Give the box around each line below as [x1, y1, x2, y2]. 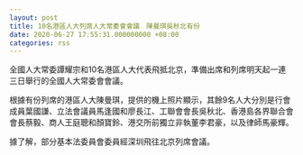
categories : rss [9, 38, 70, 48]
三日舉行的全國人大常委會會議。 [9, 76, 128, 87]
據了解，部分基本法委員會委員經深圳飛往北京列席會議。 [9, 136, 215, 147]
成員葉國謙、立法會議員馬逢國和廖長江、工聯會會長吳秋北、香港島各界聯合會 [9, 105, 294, 117]
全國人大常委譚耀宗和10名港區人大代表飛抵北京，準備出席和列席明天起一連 [9, 64, 287, 75]
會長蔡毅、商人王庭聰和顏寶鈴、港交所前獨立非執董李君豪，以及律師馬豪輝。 [9, 117, 294, 128]
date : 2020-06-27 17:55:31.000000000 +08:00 [9, 30, 179, 39]
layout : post [9, 13, 59, 23]
